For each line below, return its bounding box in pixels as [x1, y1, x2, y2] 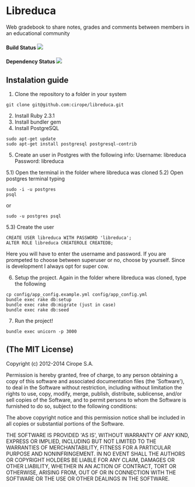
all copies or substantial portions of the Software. [6, 420, 124, 427]
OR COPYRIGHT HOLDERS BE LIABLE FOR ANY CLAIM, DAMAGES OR [6, 456, 175, 464]
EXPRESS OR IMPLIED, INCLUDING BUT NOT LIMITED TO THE [6, 438, 156, 445]
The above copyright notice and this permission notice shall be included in [6, 414, 185, 421]
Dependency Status [6, 58, 55, 65]
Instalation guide [6, 75, 69, 85]
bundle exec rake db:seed [6, 306, 69, 313]
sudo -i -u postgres [6, 186, 57, 192]
